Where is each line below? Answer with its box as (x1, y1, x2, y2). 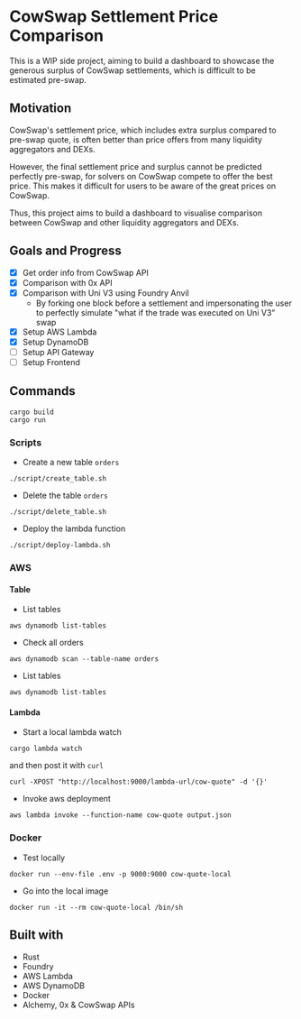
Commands (9, 383, 77, 399)
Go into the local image (22, 886, 109, 896)
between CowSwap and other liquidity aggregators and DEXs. (9, 216, 240, 227)
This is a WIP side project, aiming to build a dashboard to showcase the (9, 55, 275, 66)
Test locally (22, 852, 66, 863)
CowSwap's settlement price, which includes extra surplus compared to (9, 124, 277, 135)
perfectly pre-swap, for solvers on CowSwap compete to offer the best (9, 170, 273, 181)
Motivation (9, 101, 72, 116)
